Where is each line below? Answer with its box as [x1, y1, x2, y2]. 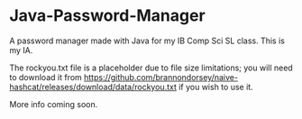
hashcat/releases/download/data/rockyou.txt [9, 81, 178, 92]
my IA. [9, 44, 33, 55]
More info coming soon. [9, 98, 98, 109]
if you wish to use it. [178, 81, 254, 92]
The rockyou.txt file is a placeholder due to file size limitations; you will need [9, 62, 293, 73]
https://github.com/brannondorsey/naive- [84, 71, 239, 82]
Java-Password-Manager [9, 5, 206, 26]
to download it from [9, 71, 83, 82]
